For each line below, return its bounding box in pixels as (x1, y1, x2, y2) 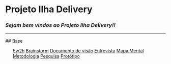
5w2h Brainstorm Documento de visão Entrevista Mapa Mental (12, 48, 144, 54)
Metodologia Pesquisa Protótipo (12, 53, 80, 59)
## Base (5, 38, 23, 44)
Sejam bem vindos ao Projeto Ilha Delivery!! (5, 22, 116, 29)
